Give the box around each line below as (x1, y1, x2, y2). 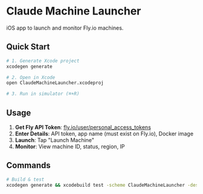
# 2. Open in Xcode (6, 74, 56, 80)
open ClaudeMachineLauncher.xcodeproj (6, 80, 104, 86)
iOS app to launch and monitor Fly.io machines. (6, 24, 124, 31)
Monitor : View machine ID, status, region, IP (14, 143, 125, 150)
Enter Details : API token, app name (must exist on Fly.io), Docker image (14, 130, 194, 137)
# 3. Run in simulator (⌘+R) (6, 91, 80, 97)
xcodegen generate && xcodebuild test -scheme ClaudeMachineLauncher (6, 182, 185, 188)
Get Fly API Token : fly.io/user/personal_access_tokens (14, 123, 151, 131)
